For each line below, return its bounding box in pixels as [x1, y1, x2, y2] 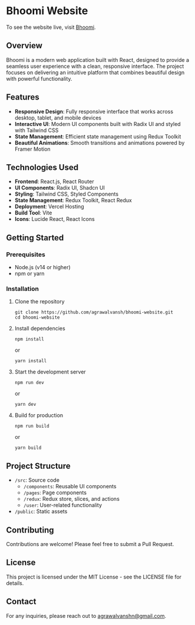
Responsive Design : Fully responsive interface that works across [14, 108, 174, 115]
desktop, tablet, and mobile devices [14, 114, 102, 121]
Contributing [6, 525, 54, 535]
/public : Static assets [14, 508, 68, 515]
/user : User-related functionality [23, 502, 102, 509]
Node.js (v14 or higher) [14, 264, 71, 271]
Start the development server [14, 368, 87, 375]
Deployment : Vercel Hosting [14, 203, 84, 210]
